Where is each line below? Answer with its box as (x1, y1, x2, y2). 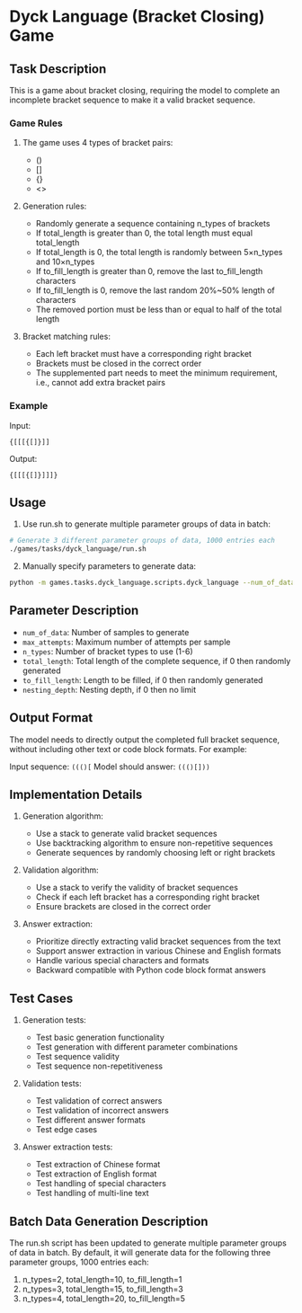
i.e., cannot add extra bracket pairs (35, 377, 166, 388)
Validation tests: (22, 1078, 83, 1089)
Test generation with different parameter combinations (35, 1042, 238, 1052)
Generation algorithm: (22, 811, 103, 821)
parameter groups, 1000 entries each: (9, 1256, 150, 1268)
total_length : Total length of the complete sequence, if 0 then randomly (22, 655, 291, 666)
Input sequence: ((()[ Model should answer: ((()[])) (9, 761, 210, 772)
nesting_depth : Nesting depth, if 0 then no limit (22, 684, 196, 695)
